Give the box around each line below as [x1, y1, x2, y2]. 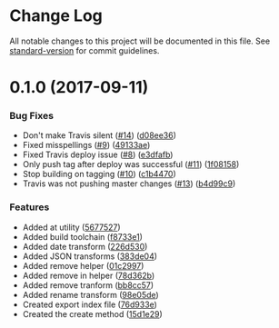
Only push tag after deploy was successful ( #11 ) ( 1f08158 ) [22, 159, 240, 170]
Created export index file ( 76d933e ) [22, 299, 157, 310]
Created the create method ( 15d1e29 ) [22, 308, 164, 319]
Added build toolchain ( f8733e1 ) [22, 231, 144, 242]
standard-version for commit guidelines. [9, 45, 160, 55]
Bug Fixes [9, 110, 55, 123]
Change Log [9, 5, 103, 26]
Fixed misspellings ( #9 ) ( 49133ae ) [22, 140, 151, 151]
